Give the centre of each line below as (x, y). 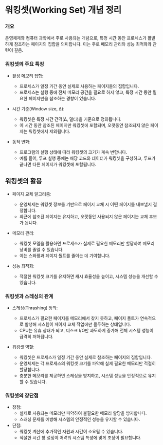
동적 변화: (21, 142)
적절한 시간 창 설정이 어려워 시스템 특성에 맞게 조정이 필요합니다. (80, 438)
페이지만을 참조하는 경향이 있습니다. (62, 98)
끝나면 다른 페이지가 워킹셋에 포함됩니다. (58, 164)
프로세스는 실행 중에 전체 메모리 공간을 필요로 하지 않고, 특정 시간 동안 (85, 92)
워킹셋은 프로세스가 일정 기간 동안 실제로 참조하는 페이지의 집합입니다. (86, 357)
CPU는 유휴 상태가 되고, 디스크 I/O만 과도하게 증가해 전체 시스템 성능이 (86, 330)
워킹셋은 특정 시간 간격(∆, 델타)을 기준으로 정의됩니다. (70, 119)
